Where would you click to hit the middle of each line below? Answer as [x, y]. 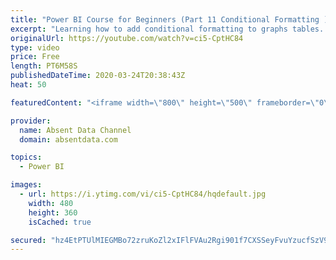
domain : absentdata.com [68, 139]
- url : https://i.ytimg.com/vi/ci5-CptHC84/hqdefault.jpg [143, 194]
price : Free [35, 57]
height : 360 [53, 212]
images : [26, 185]
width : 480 [51, 203]
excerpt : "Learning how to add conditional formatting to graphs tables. [167, 29]
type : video [35, 47]
